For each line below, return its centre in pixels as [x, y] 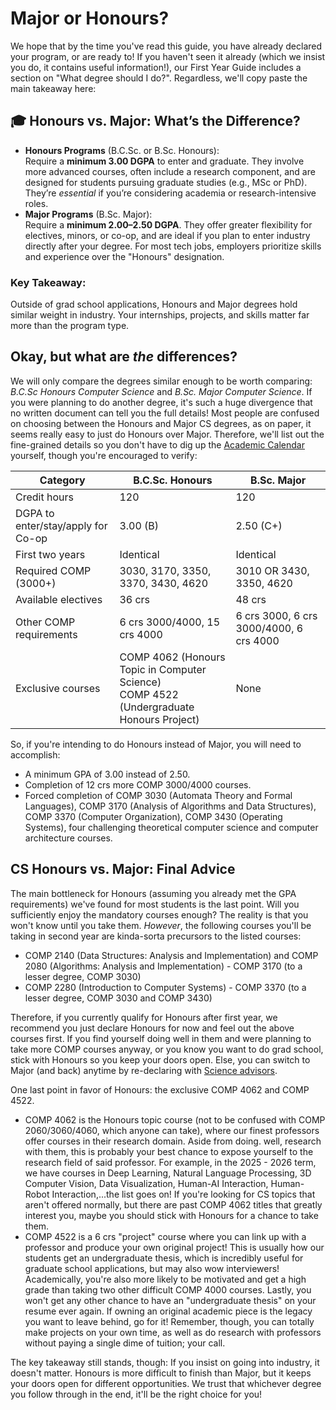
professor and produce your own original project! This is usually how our [174, 1247]
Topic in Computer [163, 669]
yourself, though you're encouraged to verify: [104, 455]
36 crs [135, 599]
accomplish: [35, 754]
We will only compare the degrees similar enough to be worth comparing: [161, 381]
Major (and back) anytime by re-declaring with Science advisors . [144, 1070]
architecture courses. [68, 838]
